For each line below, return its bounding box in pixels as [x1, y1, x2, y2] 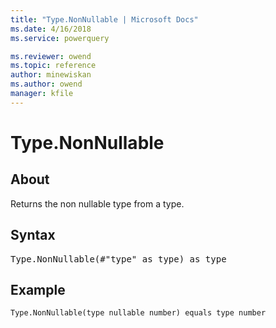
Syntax [10, 227, 56, 244]
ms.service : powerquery [10, 33, 110, 43]
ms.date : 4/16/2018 [10, 24, 92, 34]
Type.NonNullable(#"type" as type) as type [10, 253, 227, 265]
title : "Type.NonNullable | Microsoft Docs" [10, 14, 199, 25]
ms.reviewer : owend [10, 51, 92, 61]
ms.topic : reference [10, 61, 97, 71]
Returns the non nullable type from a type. [10, 197, 185, 210]
